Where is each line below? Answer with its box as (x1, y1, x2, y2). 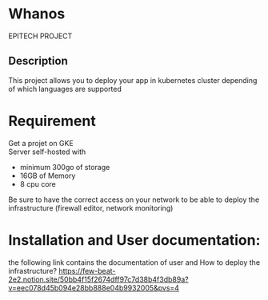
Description (8, 54, 68, 68)
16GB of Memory (19, 171, 76, 180)
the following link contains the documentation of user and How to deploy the (8, 257, 261, 267)
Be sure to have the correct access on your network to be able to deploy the (8, 195, 260, 204)
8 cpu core (19, 179, 56, 188)
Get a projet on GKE (8, 138, 74, 148)
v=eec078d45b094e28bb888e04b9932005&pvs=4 (8, 282, 180, 292)
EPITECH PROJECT (8, 31, 73, 41)
